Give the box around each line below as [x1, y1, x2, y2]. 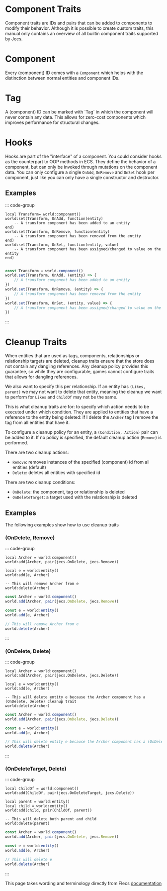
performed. [5, 440, 28, 446]
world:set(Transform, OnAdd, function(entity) [5, 216, 103, 221]
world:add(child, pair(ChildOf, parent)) [5, 808, 92, 813]
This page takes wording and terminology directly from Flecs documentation [5, 880, 162, 886]
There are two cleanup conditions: [5, 479, 76, 486]
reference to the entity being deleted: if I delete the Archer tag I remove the [5, 414, 159, 420]
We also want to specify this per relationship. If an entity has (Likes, [5, 384, 146, 390]
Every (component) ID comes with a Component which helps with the [5, 70, 143, 76]
